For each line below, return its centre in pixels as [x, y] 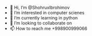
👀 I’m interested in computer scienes [47, 13]
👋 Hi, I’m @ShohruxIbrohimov [40, 8]
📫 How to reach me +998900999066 [48, 28]
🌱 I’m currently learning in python [44, 18]
